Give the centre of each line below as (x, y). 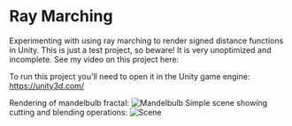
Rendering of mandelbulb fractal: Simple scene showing (138, 102)
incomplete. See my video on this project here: (94, 59)
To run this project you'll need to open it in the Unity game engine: (130, 76)
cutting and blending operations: (69, 112)
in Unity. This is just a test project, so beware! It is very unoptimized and (140, 49)
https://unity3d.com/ (47, 85)
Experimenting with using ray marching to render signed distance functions (146, 41)
